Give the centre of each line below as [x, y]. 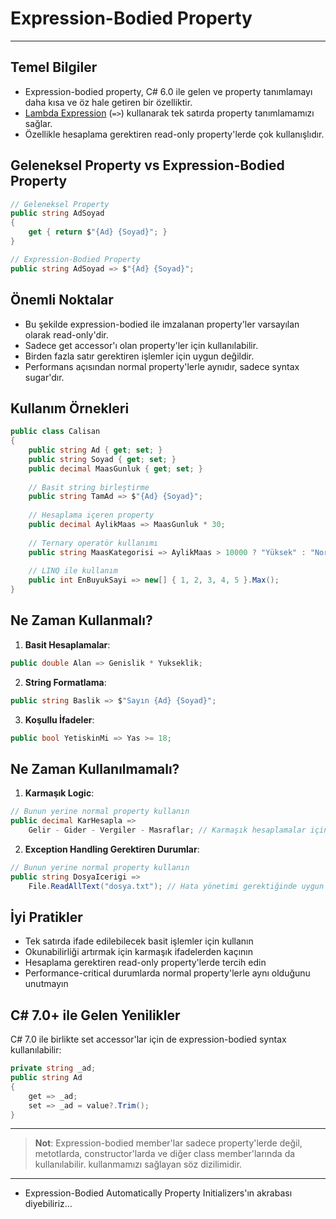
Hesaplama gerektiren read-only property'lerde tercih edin [145, 963]
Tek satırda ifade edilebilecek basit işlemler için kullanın [139, 941]
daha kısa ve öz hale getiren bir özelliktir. [108, 102]
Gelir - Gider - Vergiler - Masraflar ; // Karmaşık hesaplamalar [167, 830]
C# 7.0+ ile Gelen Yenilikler [95, 1015]
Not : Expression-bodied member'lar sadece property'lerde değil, [168, 1143]
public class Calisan [55, 432]
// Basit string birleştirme [89, 487]
